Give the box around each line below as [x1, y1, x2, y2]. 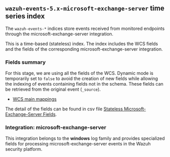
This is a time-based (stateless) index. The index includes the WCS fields [5, 41, 158, 47]
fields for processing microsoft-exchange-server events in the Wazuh [5, 141, 151, 147]
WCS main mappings [12, 96, 57, 102]
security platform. [5, 146, 43, 152]
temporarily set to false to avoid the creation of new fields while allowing [5, 75, 158, 82]
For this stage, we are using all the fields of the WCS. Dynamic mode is [5, 70, 154, 76]
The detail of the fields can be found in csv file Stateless [5, 106, 123, 112]
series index [5, 12, 45, 21]
